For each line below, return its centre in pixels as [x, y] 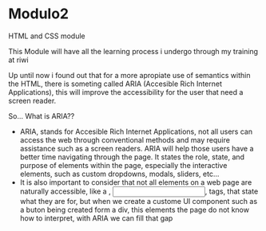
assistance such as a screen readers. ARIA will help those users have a [137, 148]
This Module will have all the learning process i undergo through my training [133, 51]
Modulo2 [39, 14]
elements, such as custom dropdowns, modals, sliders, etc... [119, 174]
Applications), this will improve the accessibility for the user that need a [126, 92]
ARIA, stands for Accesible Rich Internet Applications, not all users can [136, 131]
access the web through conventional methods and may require [125, 139]
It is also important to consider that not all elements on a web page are [136, 182]
